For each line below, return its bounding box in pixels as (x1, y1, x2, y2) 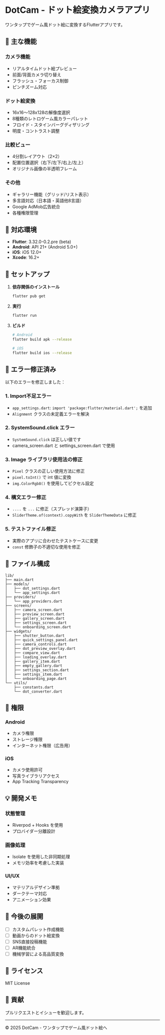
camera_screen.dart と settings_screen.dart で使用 (12, 443, 115, 448)
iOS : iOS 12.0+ (12, 249, 42, 255)
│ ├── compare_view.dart (5, 650, 60, 655)
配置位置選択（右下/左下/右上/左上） (12, 160, 86, 166)
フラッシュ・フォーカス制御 (12, 78, 69, 84)
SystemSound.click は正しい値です (12, 436, 82, 442)
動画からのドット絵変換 (12, 932, 60, 938)
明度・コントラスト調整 (12, 128, 60, 134)
